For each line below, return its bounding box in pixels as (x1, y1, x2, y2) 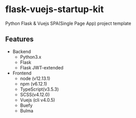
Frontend (12, 70, 32, 76)
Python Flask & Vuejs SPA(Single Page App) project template (5, 20, 131, 26)
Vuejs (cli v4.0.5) (20, 97, 55, 103)
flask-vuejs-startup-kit (5, 4, 104, 15)
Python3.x (20, 54, 42, 60)
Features (5, 35, 34, 44)
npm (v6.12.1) (20, 81, 47, 87)
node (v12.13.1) (20, 75, 50, 82)
